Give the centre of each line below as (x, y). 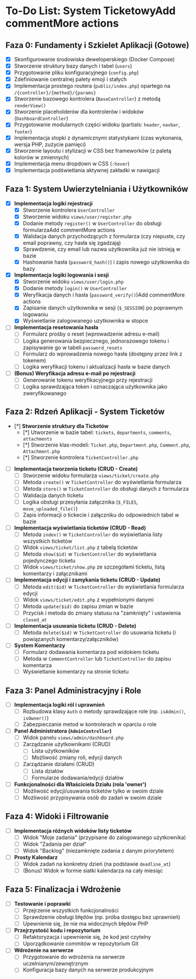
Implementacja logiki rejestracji (53, 203)
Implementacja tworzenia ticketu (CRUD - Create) (76, 469)
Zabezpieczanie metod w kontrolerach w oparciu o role (90, 724)
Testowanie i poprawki (42, 904)
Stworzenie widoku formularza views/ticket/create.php (91, 475)
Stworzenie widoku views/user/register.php (77, 216)
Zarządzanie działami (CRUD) (59, 764)
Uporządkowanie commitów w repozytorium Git (81, 944)
